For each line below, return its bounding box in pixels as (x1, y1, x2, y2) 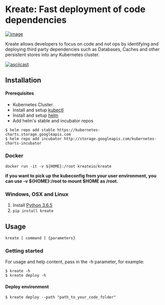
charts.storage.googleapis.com (5, 132, 71, 137)
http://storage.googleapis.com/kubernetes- (64, 136, 157, 141)
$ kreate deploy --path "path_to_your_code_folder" (5, 295, 116, 300)
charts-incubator (5, 141, 42, 146)
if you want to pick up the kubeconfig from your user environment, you (5, 172, 157, 179)
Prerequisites (5, 90, 34, 96)
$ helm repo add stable (5, 127, 56, 133)
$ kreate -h (5, 269, 30, 274)
